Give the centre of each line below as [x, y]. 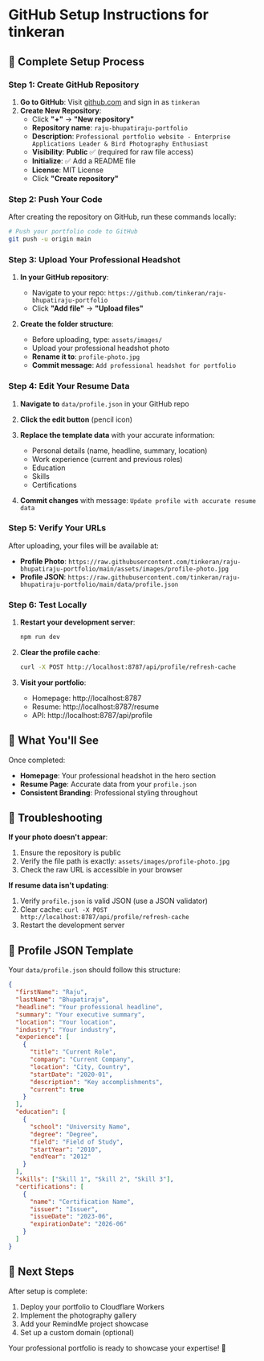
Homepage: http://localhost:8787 [87, 698]
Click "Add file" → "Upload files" [87, 308]
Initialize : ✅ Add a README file [84, 161]
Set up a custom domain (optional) [77, 1332]
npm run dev [40, 637]
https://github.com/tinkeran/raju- [167, 294]
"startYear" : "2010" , [66, 1149]
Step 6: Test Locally [48, 604]
